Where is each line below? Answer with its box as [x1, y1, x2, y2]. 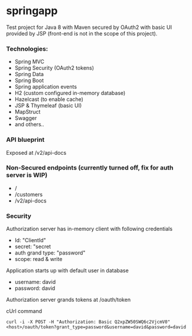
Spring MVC [14, 58, 45, 66]
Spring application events [14, 83, 77, 90]
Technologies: [6, 44, 48, 53]
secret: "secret [14, 243, 51, 250]
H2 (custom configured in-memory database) [14, 90, 126, 97]
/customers [14, 191, 43, 198]
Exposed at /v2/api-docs [6, 149, 67, 156]
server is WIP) [6, 171, 48, 180]
